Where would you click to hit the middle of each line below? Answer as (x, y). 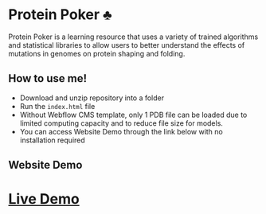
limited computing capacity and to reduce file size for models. (121, 123)
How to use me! (48, 78)
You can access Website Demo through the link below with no (121, 131)
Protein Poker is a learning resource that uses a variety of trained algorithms (133, 37)
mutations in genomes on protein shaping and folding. (97, 53)
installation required (52, 140)
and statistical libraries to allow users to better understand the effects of (127, 45)
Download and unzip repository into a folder (92, 98)
